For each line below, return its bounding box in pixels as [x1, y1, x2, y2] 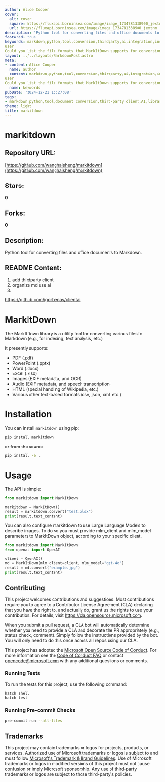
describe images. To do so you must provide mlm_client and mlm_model [5, 528, 151, 534]
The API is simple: [5, 486, 42, 492]
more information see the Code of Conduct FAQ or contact [5, 652, 124, 659]
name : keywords [9, 85, 41, 90]
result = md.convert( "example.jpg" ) [5, 565, 80, 570]
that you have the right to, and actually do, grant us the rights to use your [5, 607, 153, 613]
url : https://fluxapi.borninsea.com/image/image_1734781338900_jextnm [9, 26, 157, 31]
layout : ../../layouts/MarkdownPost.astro [5, 53, 93, 58]
